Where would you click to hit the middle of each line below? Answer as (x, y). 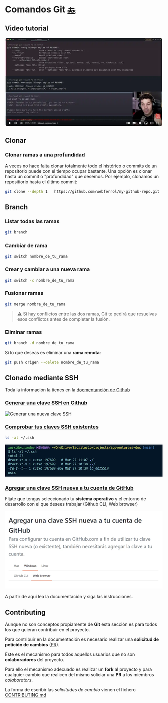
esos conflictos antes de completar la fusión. (64, 319)
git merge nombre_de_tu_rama (35, 304)
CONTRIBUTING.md (26, 695)
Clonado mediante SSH (42, 378)
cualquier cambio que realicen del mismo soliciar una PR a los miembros (80, 675)
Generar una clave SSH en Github (46, 403)
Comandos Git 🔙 (40, 9)
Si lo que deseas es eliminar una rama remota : (53, 352)
